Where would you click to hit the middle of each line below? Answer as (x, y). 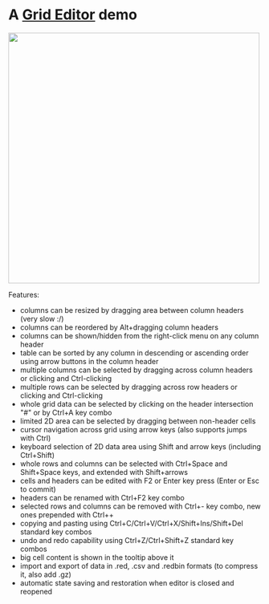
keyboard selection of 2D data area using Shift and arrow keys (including (141, 446)
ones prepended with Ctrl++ (67, 514)
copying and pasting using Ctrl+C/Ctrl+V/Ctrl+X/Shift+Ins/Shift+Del (131, 523)
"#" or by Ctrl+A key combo (66, 412)
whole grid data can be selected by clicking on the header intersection (137, 403)
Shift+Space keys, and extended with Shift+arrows (104, 472)
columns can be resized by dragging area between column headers (132, 310)
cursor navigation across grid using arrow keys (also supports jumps (133, 429)
